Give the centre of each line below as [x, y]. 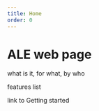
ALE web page [49, 54]
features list [24, 87]
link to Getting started [38, 101]
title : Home [24, 14]
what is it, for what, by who [46, 74]
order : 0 [20, 20]
